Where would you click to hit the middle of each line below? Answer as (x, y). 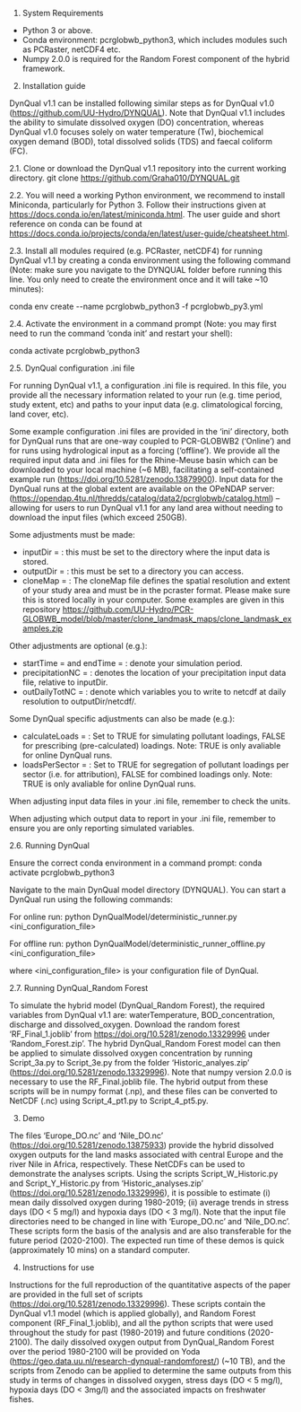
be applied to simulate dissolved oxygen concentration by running (131, 1053)
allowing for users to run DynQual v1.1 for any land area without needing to (146, 508)
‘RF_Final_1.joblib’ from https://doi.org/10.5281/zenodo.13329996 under (140, 1034)
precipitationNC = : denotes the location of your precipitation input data (154, 673)
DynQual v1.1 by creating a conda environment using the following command (150, 260)
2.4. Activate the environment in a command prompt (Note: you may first (143, 324)
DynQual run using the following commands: (91, 899)
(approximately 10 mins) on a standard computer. (100, 1250)
